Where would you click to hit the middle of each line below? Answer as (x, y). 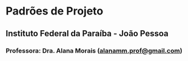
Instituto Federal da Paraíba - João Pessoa (87, 34)
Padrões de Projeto (55, 11)
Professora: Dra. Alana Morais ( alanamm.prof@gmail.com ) (94, 51)
